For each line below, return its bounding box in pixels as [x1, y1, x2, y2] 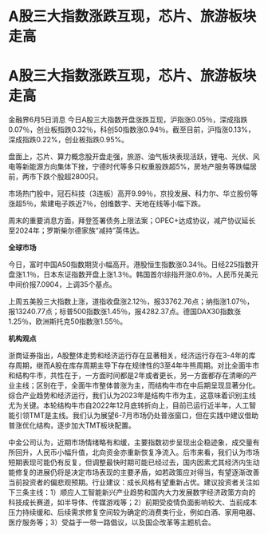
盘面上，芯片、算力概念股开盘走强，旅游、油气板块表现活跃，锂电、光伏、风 [8, 152, 260, 161]
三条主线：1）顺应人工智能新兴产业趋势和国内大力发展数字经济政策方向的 [14, 488, 256, 497]
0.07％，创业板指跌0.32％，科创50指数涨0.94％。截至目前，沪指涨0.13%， [8, 125, 255, 134]
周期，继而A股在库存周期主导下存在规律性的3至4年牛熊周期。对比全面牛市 [14, 361, 260, 370]
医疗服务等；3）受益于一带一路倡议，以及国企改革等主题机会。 [8, 517, 215, 528]
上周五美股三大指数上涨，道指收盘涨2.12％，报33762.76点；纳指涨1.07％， [8, 297, 254, 306]
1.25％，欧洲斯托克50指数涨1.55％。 [8, 317, 128, 326]
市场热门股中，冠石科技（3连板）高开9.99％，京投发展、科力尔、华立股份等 [8, 189, 258, 198]
